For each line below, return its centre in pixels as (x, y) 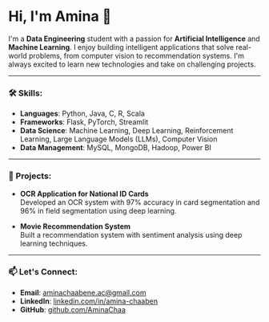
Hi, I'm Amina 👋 (60, 16)
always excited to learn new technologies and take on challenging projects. (132, 64)
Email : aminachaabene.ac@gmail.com (83, 292)
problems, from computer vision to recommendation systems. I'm (136, 55)
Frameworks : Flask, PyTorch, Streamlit (84, 122)
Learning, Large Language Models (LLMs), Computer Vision (118, 139)
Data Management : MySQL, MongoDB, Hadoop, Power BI (116, 148)
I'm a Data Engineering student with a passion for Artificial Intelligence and (134, 39)
